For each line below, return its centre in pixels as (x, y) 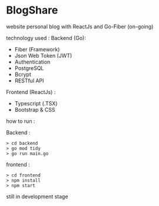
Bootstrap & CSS (35, 109)
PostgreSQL (29, 68)
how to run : (21, 121)
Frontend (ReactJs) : (31, 92)
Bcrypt (23, 74)
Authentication (32, 62)
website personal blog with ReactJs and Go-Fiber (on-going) (80, 26)
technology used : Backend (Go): (46, 38)
